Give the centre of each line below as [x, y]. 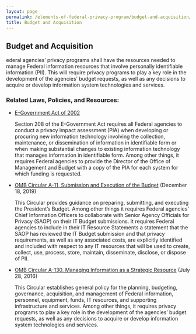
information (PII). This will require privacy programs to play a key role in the [96, 73]
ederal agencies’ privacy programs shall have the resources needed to [91, 60]
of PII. [22, 259]
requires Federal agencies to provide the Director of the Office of [92, 161]
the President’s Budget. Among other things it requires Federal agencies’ [102, 209]
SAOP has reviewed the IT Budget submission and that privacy [90, 234]
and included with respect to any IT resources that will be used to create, [102, 246]
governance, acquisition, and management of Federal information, [94, 294]
